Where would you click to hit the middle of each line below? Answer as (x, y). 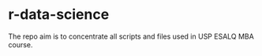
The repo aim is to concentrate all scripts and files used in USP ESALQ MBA (131, 36)
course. (21, 44)
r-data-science (59, 15)
